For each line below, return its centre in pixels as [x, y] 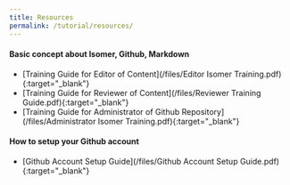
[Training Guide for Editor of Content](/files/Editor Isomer [127, 74]
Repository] [203, 111]
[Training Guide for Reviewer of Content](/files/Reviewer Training [141, 92]
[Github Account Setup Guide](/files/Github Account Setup [130, 161]
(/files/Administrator [59, 121]
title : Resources [41, 17]
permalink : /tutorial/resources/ [71, 26]
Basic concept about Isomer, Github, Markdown [99, 54]
